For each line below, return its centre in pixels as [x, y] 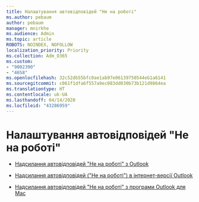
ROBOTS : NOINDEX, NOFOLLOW [40, 45]
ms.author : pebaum [29, 17]
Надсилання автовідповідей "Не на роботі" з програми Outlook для [100, 187]
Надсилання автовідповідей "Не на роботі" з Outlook [82, 164]
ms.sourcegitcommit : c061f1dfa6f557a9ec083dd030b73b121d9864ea [86, 84]
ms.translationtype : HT [36, 89]
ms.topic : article [29, 39]
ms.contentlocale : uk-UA [37, 94]
